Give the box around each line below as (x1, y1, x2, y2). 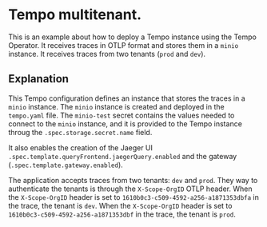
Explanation (8, 72, 70, 86)
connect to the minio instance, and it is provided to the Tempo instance (8, 118, 242, 129)
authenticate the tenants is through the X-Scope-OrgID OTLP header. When (8, 184, 253, 193)
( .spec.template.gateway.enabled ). (8, 160, 124, 169)
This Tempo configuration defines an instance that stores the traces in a (8, 94, 245, 103)
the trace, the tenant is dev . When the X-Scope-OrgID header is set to (8, 201, 233, 210)
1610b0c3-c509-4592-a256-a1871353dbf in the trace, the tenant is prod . (8, 209, 236, 219)
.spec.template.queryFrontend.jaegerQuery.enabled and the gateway (8, 151, 237, 161)
